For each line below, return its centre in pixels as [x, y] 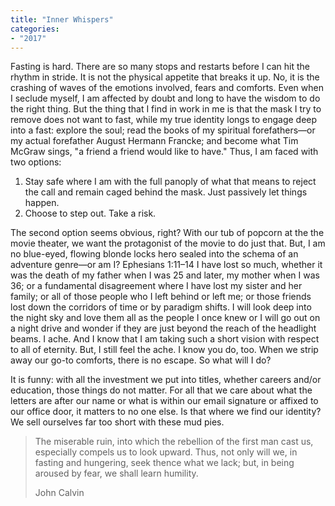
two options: [36, 162]
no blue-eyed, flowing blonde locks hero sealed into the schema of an [154, 254]
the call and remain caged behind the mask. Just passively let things [166, 192]
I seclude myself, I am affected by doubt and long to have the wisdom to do [165, 98]
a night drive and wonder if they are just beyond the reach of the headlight [163, 328]
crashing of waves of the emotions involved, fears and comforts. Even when [167, 88]
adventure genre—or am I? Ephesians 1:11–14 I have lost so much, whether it [166, 265]
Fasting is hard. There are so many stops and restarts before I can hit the [160, 67]
